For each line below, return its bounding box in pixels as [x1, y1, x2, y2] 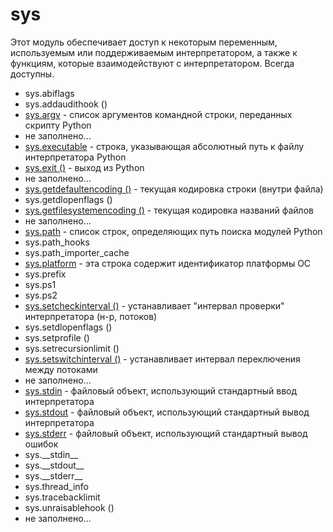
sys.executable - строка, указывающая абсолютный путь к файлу [24, 140, 305, 152]
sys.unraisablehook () [24, 501, 115, 513]
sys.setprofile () [24, 331, 90, 343]
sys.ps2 [24, 289, 58, 301]
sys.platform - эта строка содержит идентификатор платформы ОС [24, 257, 312, 269]
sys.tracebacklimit [24, 491, 101, 503]
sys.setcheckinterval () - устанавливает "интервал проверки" [24, 299, 285, 312]
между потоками [24, 363, 98, 375]
